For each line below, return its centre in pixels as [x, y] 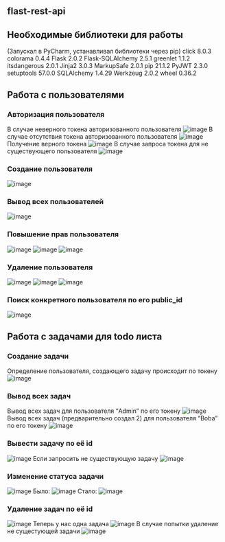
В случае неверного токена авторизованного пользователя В [110, 129]
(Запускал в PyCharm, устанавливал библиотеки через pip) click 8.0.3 [109, 52]
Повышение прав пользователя [63, 234]
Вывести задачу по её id [50, 444]
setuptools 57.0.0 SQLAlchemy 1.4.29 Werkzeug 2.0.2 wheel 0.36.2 [102, 73]
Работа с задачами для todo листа [85, 336]
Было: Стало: [65, 491]
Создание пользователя [50, 169]
